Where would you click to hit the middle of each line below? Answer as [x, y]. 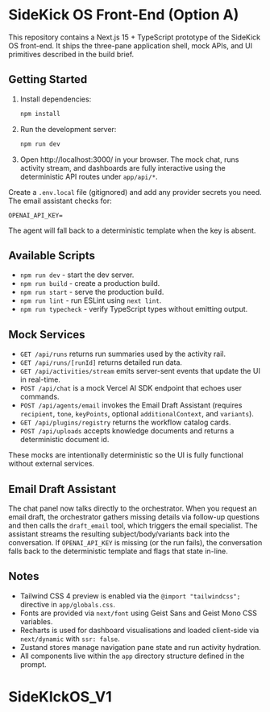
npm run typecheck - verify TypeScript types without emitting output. [134, 309]
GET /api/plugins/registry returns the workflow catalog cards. [125, 422]
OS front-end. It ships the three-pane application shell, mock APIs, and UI [130, 45]
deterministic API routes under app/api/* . [89, 176]
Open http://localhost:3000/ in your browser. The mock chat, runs [129, 159]
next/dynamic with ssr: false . [70, 639]
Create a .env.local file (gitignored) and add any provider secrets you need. [135, 192]
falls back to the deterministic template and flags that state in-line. [118, 551]
